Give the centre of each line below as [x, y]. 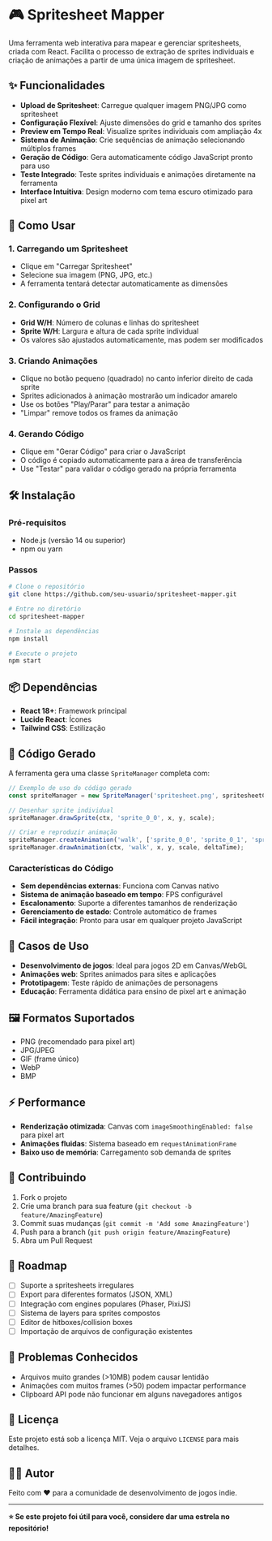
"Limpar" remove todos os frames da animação [99, 413]
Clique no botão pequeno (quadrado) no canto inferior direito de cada [136, 378]
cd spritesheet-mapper [47, 616]
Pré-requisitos [37, 522]
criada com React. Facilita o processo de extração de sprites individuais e [132, 51]
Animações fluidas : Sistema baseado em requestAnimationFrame [128, 1143]
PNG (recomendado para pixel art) [77, 1041]
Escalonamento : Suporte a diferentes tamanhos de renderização [129, 903]
